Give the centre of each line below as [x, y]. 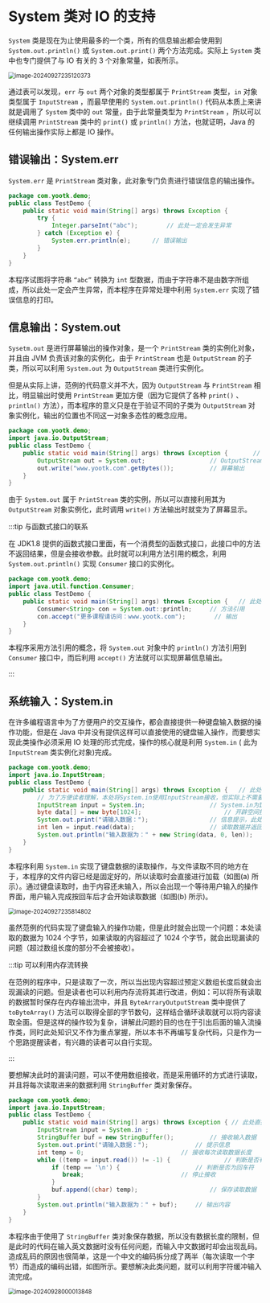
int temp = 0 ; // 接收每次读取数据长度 [145, 1152]
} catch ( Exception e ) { [79, 233]
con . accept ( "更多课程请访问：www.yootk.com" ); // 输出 [137, 616]
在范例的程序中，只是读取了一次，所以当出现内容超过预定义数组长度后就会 [131, 981]
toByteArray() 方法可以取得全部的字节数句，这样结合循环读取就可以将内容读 [135, 1012]
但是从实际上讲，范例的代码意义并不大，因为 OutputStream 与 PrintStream [130, 385]
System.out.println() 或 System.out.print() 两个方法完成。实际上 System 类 [135, 50]
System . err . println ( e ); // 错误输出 [119, 240]
